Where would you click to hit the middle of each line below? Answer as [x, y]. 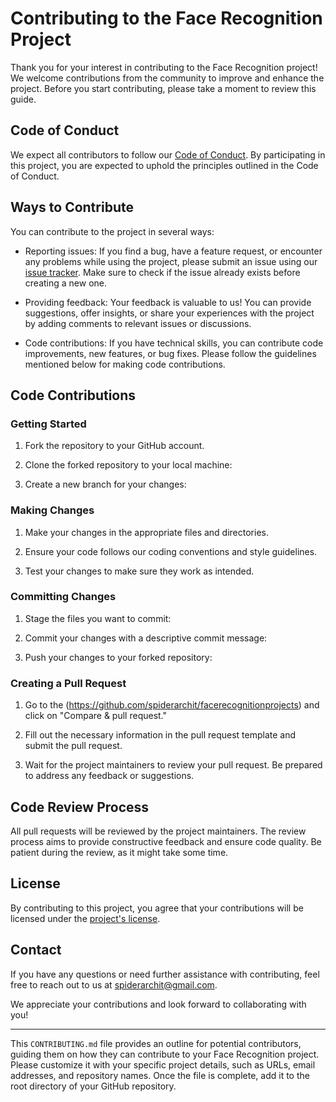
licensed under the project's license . [85, 918]
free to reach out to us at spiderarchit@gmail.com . [114, 984]
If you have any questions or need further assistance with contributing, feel [165, 974]
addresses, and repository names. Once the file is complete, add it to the [160, 1075]
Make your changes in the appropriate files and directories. [146, 532]
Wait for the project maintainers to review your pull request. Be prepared [173, 765]
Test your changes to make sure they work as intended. [139, 571]
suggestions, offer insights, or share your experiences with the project [169, 313]
